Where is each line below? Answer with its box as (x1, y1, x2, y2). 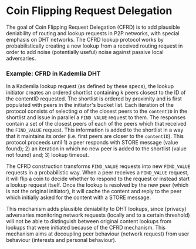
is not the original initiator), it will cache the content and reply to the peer (6, 188, 182, 195)
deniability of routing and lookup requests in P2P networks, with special (6, 29, 180, 36)
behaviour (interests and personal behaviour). (6, 237, 117, 244)
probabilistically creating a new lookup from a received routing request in (6, 42, 183, 49)
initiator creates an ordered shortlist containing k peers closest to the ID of (6, 89, 186, 96)
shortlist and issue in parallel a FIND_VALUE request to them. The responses (6, 114, 186, 121)
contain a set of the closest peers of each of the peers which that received (6, 120, 187, 127)
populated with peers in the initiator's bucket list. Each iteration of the (6, 102, 174, 109)
